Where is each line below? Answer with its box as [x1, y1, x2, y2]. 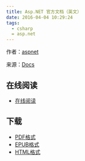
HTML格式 [14, 148, 40, 156]
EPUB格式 [14, 141, 40, 148]
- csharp [11, 25, 33, 32]
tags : [6, 20, 20, 26]
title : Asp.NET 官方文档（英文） [6, 8, 82, 15]
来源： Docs [6, 61, 34, 68]
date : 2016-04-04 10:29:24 [6, 14, 73, 20]
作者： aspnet [6, 48, 39, 56]
